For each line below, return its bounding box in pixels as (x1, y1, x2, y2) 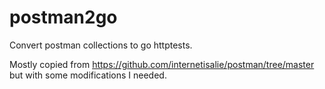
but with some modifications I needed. (9, 69, 167, 81)
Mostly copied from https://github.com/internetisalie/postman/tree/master (9, 58, 315, 70)
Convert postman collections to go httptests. (9, 39, 193, 51)
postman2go (9, 6, 118, 29)
